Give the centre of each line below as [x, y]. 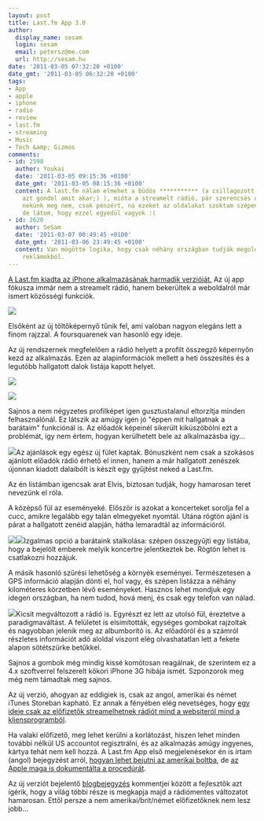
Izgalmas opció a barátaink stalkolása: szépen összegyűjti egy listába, [137, 540]
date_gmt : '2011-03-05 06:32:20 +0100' [73, 74]
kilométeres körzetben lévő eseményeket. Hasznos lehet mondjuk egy [122, 589]
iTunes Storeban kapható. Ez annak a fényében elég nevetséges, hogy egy [129, 703]
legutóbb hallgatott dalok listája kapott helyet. [82, 366]
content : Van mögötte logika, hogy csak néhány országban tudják [125, 249]
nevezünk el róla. [36, 492]
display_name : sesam [49, 37]
